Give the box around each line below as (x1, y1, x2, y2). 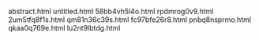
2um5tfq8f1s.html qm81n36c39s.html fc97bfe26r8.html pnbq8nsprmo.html (8, 15, 251, 24)
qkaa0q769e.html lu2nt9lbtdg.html (8, 24, 121, 32)
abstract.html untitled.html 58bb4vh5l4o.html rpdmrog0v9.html (8, 7, 214, 16)
